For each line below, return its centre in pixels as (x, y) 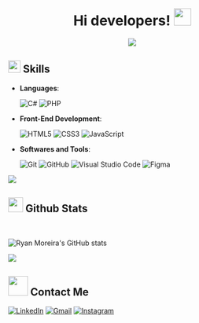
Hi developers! (122, 21)
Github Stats (56, 209)
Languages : (39, 88)
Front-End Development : (61, 119)
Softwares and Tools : (55, 149)
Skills (36, 70)
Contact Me (59, 292)
